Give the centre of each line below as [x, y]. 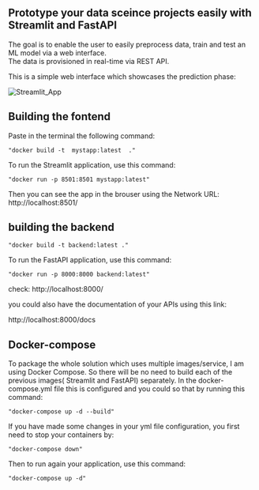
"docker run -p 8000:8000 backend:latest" [79, 275]
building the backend [61, 227]
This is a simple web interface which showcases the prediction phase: [122, 76]
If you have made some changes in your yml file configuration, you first [124, 427]
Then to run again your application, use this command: [97, 464]
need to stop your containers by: [61, 435]
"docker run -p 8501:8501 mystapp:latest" [79, 179]
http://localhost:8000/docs [52, 320]
